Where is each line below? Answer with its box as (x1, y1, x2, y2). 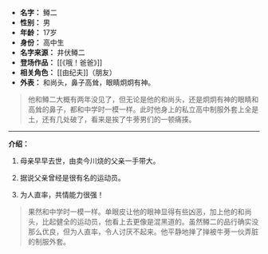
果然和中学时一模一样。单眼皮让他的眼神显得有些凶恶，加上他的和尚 (27, 207, 252, 216)
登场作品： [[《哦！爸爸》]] (19, 58, 103, 67)
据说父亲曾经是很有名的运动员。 (19, 173, 125, 182)
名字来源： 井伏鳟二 (19, 48, 85, 57)
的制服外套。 (27, 237, 70, 246)
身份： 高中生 (19, 38, 65, 47)
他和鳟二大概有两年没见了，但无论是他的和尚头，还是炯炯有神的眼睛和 (27, 95, 259, 104)
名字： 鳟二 (19, 8, 57, 17)
